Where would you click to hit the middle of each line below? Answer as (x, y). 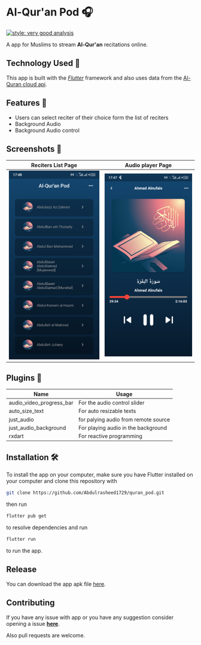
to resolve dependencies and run (47, 528)
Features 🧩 (27, 103)
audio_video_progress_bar (41, 403)
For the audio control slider (112, 403)
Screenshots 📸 (34, 149)
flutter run (21, 539)
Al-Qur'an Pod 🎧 (50, 12)
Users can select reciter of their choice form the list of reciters (92, 117)
